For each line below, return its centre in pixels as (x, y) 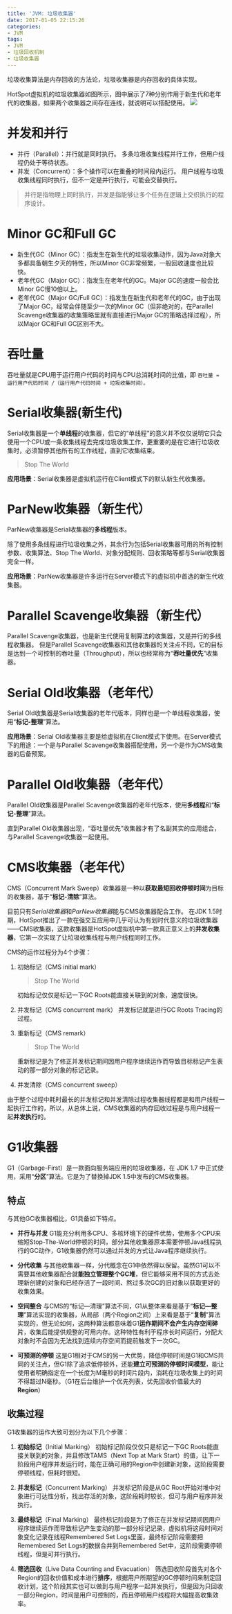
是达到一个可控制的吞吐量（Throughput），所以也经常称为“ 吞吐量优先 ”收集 (113, 654)
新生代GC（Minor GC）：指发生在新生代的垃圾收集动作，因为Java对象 (116, 254)
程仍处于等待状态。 (45, 162)
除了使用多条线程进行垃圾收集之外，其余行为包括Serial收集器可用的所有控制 (115, 544)
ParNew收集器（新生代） (79, 509)
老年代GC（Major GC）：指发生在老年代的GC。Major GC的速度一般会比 (118, 280)
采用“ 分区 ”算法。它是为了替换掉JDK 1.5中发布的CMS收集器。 (106, 1177)
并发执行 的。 (31, 1117)
